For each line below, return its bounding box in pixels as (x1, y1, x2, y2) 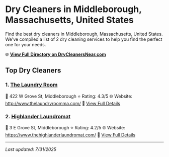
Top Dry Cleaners (5, 66, 61, 75)
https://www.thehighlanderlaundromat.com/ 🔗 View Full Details (5, 132, 136, 138)
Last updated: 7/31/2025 (5, 146, 57, 152)
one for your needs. (5, 41, 46, 47)
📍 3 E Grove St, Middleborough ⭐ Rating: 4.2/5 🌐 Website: (5, 124, 126, 130)
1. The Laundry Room (5, 82, 58, 89)
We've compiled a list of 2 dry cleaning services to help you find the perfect (5, 36, 162, 42)
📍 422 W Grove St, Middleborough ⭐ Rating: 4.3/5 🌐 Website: (5, 93, 132, 99)
